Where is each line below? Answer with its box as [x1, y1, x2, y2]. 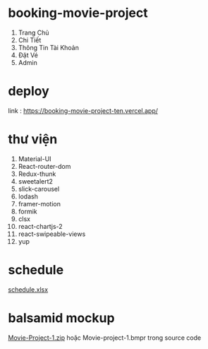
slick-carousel [18, 184, 60, 193]
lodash [18, 192, 38, 201]
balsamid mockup [8, 309, 115, 326]
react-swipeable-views [18, 230, 86, 238]
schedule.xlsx [8, 285, 49, 294]
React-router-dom [18, 162, 71, 170]
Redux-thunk [18, 170, 56, 178]
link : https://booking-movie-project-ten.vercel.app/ [8, 106, 158, 114]
